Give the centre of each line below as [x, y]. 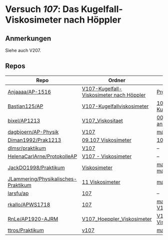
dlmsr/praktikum [27, 148]
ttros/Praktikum [26, 230]
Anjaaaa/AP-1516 [29, 92]
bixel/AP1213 [24, 120]
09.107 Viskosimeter [106, 140]
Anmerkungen [28, 38]
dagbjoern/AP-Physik [33, 132]
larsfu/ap [18, 193]
